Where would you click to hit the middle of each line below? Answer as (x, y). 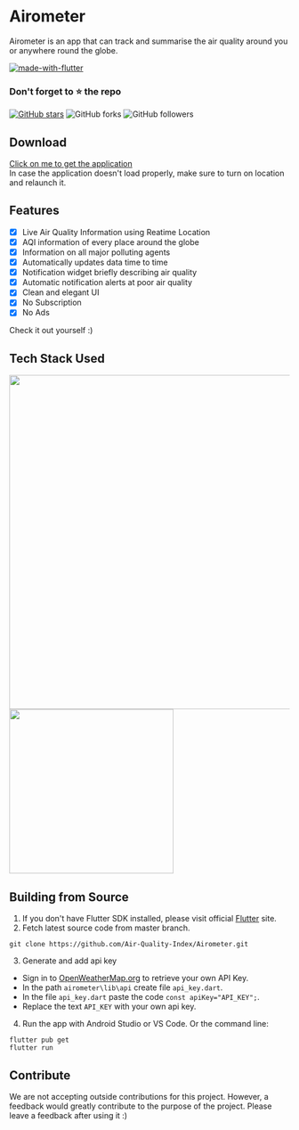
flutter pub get (39, 1040)
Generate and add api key (69, 961)
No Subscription (52, 303)
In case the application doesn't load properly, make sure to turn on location (147, 173)
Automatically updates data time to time (95, 262)
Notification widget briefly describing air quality (109, 273)
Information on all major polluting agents (96, 252)
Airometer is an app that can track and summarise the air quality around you (149, 41)
